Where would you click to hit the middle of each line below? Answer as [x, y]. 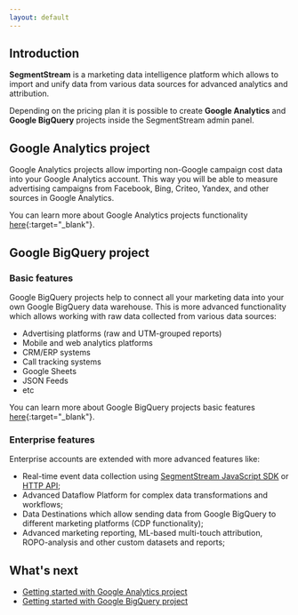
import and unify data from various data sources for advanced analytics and [149, 84]
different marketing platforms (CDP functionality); [113, 523]
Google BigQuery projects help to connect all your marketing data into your [147, 297]
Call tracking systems [62, 362]
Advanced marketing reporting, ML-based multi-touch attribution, [142, 533]
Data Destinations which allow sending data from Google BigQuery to [149, 514]
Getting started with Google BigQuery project [105, 602]
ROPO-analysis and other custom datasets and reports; [123, 542]
